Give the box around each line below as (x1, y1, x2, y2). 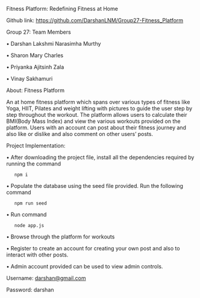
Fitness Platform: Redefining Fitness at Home (6, 5, 119, 12)
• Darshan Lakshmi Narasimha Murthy (6, 40, 101, 47)
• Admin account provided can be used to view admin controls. (6, 263, 163, 270)
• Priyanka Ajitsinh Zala (6, 63, 64, 70)
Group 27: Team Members (6, 28, 71, 36)
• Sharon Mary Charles (6, 52, 64, 59)
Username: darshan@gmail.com (6, 275, 86, 282)
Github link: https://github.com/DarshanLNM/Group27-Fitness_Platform (6, 17, 184, 23)
